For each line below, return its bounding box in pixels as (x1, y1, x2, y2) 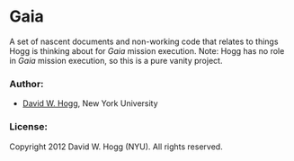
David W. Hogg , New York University (22, 98, 159, 109)
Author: (9, 77, 44, 90)
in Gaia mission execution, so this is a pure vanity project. (9, 55, 223, 66)
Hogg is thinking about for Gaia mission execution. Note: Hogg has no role (9, 45, 285, 56)
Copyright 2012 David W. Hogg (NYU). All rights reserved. (9, 141, 223, 152)
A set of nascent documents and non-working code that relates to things (9, 36, 279, 47)
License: (9, 121, 48, 133)
